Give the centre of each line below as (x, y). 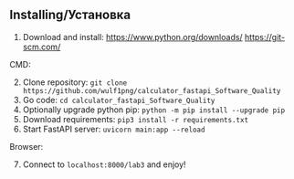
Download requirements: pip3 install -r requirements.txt (136, 119)
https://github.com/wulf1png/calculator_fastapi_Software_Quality (152, 90)
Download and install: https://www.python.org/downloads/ (133, 37)
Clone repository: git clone (75, 82)
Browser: (26, 146)
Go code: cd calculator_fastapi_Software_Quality (119, 100)
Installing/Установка (70, 15)
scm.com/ (42, 47)
